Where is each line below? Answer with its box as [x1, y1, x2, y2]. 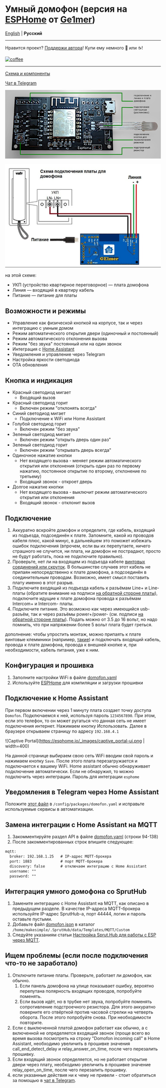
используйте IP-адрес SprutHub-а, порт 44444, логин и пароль [12, 911, 146, 916]
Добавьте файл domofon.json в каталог [12, 921, 95, 927]
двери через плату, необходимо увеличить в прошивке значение [12, 1061, 151, 1067]
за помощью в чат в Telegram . [12, 1077, 77, 1083]
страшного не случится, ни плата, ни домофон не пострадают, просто [12, 548, 161, 554]
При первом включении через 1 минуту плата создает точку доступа [5, 707, 152, 713]
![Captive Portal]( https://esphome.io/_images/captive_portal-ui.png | [5, 738, 145, 743]
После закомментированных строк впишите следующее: [12, 839, 134, 845]
